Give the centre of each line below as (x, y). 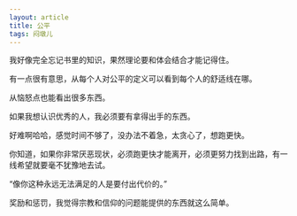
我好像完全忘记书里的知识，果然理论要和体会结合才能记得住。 (122, 60)
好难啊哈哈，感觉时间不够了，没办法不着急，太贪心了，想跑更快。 (129, 135)
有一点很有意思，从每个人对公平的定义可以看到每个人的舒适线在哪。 (133, 79)
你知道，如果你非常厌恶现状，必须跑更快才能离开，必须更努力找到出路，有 (145, 154)
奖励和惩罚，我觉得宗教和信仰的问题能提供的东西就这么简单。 (122, 203)
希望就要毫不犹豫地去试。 (63, 166)
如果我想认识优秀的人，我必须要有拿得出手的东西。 (102, 117)
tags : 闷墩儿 (31, 34)
